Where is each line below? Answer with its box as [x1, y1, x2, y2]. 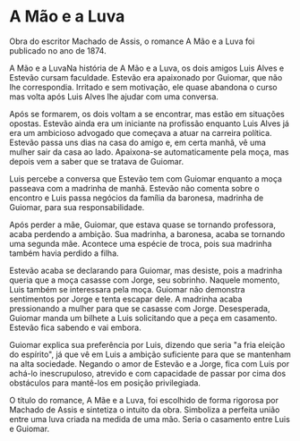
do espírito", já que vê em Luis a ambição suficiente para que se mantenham [9, 349, 291, 360]
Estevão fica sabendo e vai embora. [9, 322, 141, 333]
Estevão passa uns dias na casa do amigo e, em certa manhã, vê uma [9, 137, 267, 148]
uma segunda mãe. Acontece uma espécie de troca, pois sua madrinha [9, 238, 272, 249]
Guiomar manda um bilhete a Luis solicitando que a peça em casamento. [9, 312, 278, 323]
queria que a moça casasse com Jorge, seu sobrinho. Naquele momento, [9, 275, 280, 285]
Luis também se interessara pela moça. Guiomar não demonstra [9, 284, 245, 294]
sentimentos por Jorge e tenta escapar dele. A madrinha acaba [9, 293, 243, 304]
